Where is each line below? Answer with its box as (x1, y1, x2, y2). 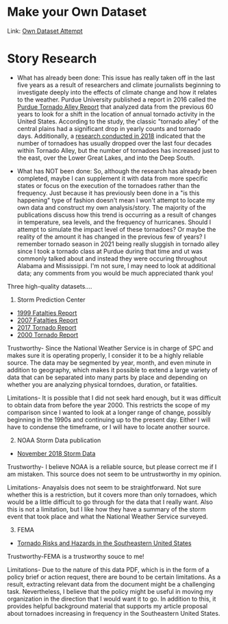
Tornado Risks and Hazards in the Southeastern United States (16, 539, 192, 547)
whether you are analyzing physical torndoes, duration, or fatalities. (7, 380, 198, 388)
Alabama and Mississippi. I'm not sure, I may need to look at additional (16, 261, 216, 269)
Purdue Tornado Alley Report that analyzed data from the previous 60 (16, 102, 214, 110)
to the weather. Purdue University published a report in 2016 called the (16, 95, 217, 104)
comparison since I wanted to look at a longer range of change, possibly (7, 408, 212, 416)
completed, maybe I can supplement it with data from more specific (16, 174, 208, 182)
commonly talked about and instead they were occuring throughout (16, 254, 207, 263)
